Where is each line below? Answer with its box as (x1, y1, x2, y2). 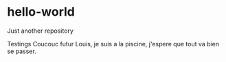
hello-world (7, 4, 76, 20)
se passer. (7, 47, 36, 55)
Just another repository (7, 27, 74, 35)
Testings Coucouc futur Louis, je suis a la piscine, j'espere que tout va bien (7, 40, 220, 48)
